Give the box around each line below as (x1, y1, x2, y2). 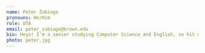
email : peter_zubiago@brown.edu (6, 26, 88, 32)
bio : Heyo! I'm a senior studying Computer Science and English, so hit (6, 32, 195, 38)
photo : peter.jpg (6, 37, 51, 43)
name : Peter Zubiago (6, 9, 59, 15)
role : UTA (6, 20, 32, 26)
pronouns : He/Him (6, 15, 51, 21)
